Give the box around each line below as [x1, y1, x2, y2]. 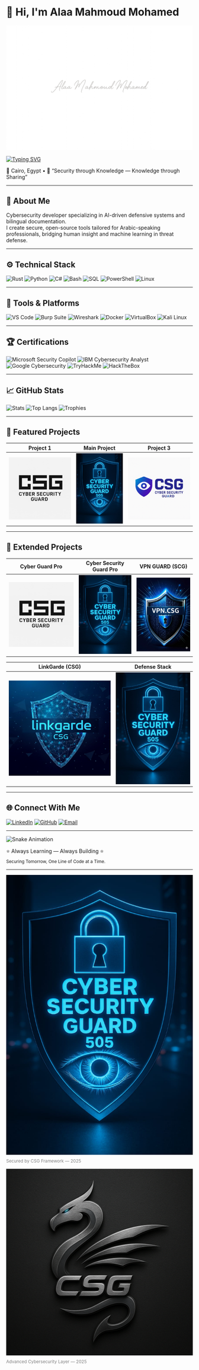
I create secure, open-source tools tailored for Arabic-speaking [6, 224, 161, 232]
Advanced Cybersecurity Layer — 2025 [6, 1359, 87, 1365]
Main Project [84, 444, 115, 451]
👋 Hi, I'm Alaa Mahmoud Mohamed [6, 5, 179, 19]
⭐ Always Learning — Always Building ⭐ [6, 847, 104, 855]
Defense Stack [134, 663, 172, 670]
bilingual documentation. [6, 218, 67, 225]
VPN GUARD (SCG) [139, 563, 188, 570]
